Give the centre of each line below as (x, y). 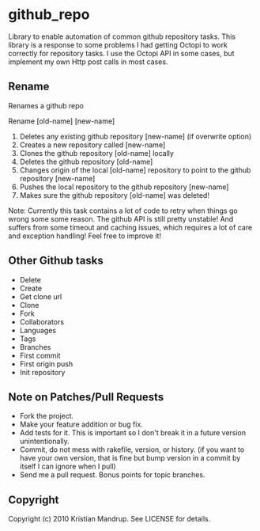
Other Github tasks (56, 261)
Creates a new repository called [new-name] (92, 145)
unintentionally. (44, 442)
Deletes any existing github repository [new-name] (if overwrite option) (136, 136)
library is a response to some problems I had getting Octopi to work (118, 44)
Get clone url (41, 296)
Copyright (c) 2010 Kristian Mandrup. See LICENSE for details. (109, 519)
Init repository (42, 372)
